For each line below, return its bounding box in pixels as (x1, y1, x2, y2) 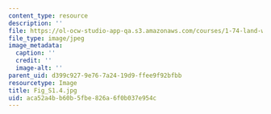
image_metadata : (8, 42, 63, 50)
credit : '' (15, 57, 52, 65)
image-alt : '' (15, 64, 63, 72)
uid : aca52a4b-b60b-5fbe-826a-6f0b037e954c (8, 94, 157, 102)
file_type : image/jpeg (8, 34, 85, 43)
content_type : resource (8, 11, 89, 20)
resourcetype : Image (8, 79, 78, 87)
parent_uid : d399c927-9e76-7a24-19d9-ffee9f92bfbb (8, 71, 182, 79)
